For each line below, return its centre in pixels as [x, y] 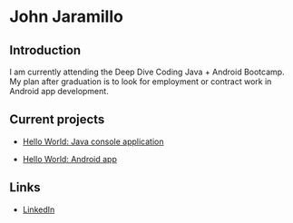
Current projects [57, 120]
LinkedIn [39, 209]
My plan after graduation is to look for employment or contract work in [141, 82]
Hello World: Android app [70, 159]
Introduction [45, 50]
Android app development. [59, 91]
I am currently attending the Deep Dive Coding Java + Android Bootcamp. [147, 72]
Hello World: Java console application [93, 141]
